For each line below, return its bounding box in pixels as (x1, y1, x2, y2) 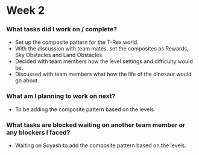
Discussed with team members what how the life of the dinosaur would (14, 70, 192, 78)
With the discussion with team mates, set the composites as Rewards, (14, 45, 189, 52)
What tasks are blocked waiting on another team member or (6, 121, 186, 129)
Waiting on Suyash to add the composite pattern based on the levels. (14, 142, 187, 149)
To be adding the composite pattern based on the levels (14, 106, 154, 113)
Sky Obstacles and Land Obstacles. (14, 52, 104, 59)
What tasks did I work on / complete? (6, 25, 118, 34)
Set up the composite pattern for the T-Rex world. (14, 38, 139, 46)
